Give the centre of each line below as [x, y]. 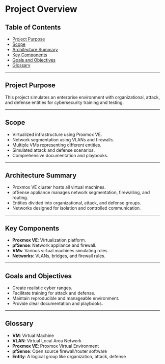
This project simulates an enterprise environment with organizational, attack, [82, 97]
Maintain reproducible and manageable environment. [66, 298]
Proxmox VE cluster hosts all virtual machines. [59, 187]
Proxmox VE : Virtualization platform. [49, 240]
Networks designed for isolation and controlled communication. [77, 208]
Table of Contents [33, 27]
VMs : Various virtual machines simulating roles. [60, 251]
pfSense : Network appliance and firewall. [54, 245]
